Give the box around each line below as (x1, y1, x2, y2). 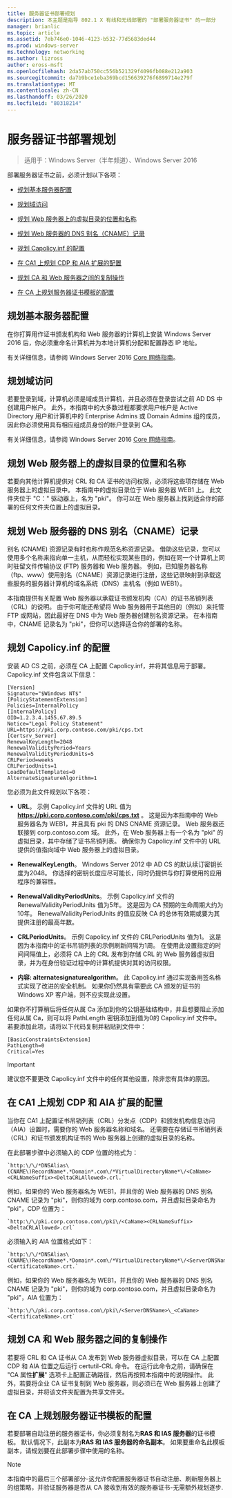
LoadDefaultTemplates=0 (7, 768, 76, 775)
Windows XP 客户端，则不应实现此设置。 (17, 990, 135, 998)
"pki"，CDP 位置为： (7, 1204, 66, 1212)
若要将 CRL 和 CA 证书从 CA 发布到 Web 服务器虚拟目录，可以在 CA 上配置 (7, 1353, 220, 1361)
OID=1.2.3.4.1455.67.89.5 (7, 714, 81, 721)
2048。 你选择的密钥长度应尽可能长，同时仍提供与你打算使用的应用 (29, 868, 222, 877)
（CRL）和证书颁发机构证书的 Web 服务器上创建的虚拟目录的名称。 (7, 1134, 199, 1142)
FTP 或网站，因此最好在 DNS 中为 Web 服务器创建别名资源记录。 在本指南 (7, 612, 218, 620)
